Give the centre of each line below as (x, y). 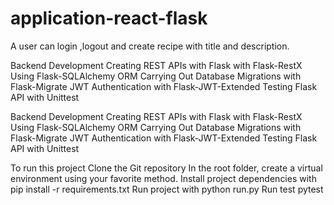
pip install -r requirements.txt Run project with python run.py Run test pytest (167, 189)
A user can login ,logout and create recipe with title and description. (150, 46)
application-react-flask (109, 18)
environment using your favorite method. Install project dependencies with (163, 178)
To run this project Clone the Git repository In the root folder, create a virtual (166, 168)
